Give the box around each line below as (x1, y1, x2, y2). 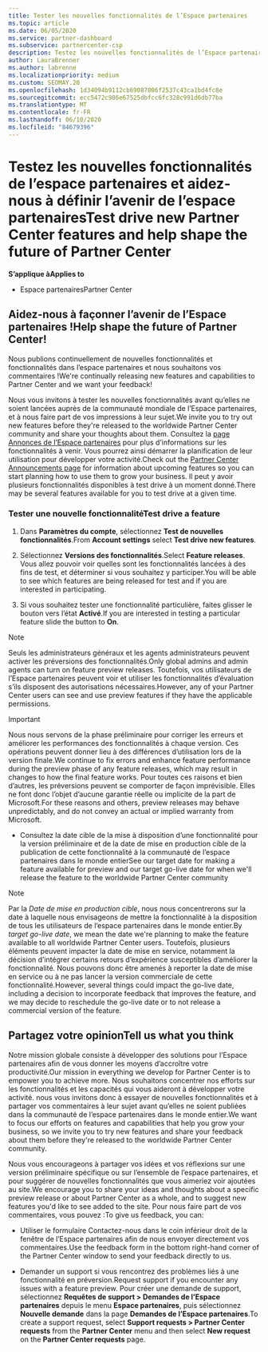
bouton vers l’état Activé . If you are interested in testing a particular (19, 608, 241, 618)
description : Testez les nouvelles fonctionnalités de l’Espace (8, 49, 227, 57)
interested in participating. (19, 584, 107, 594)
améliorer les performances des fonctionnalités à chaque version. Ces (8, 738, 239, 748)
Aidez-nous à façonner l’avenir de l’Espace (8, 308, 227, 321)
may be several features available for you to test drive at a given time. (8, 489, 237, 498)
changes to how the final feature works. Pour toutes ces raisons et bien (8, 772, 243, 782)
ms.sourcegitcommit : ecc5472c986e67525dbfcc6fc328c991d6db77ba (8, 94, 223, 102)
